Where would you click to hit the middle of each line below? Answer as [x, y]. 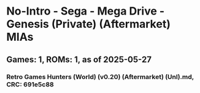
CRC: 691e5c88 [30, 84]
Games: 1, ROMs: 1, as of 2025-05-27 [79, 59]
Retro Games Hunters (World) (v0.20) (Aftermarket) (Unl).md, [100, 77]
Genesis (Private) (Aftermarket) [88, 24]
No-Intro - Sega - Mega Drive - [86, 11]
